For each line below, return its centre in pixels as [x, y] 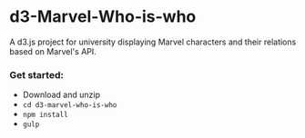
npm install [45, 115]
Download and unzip [61, 95]
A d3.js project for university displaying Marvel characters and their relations [153, 42]
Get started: [36, 74]
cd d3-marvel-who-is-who [70, 105]
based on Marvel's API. [53, 51]
